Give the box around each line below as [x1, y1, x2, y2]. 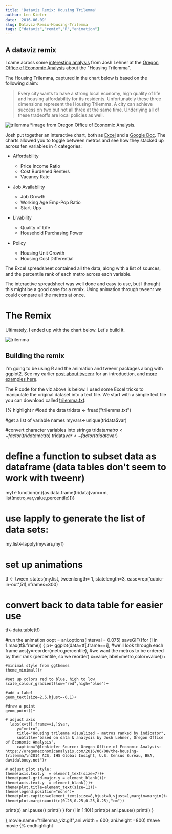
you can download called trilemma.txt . [5, 397, 86, 403]
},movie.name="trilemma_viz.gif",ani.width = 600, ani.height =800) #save [5, 817, 160, 823]
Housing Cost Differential [20, 255, 74, 261]
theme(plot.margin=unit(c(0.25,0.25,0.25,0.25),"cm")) [5, 798, 125, 804]
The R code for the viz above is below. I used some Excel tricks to [5, 386, 144, 392]
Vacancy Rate [20, 173, 50, 180]
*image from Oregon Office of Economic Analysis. [30, 122, 136, 128]
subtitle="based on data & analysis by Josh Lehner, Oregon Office [16, 735, 164, 740]
